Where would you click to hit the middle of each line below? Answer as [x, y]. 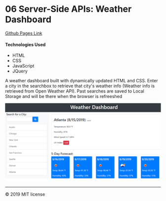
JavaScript [23, 66]
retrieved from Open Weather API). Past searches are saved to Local [75, 91]
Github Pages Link [24, 33]
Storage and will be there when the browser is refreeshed [64, 97]
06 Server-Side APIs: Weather [68, 9]
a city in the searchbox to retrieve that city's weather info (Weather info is [80, 86]
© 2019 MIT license [25, 194]
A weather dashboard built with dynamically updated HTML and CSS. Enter [82, 81]
